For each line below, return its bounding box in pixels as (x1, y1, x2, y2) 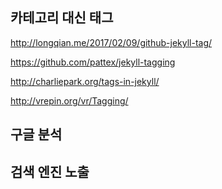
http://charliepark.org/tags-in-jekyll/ (10, 75, 160, 87)
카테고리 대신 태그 (10, 9, 114, 27)
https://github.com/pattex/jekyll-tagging (10, 56, 176, 68)
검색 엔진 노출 (10, 163, 90, 180)
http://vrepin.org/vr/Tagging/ (10, 94, 129, 107)
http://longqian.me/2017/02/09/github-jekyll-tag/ (10, 36, 213, 48)
